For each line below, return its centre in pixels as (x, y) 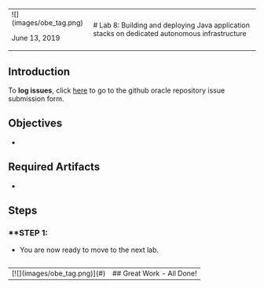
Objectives (35, 124)
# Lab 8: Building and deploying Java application (171, 25)
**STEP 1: (28, 233)
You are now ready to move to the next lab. (89, 250)
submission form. (36, 99)
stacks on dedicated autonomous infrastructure (170, 34)
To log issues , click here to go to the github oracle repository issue (117, 90)
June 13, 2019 (36, 38)
